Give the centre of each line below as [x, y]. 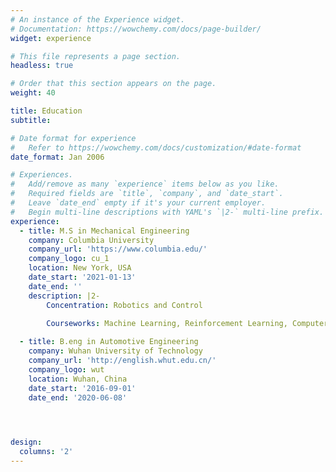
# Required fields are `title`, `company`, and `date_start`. [147, 194]
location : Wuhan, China [78, 379]
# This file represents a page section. [96, 56]
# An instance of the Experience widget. [98, 19]
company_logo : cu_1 [69, 259]
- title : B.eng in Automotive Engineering [109, 342]
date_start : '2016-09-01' [82, 388]
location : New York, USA [80, 268]
